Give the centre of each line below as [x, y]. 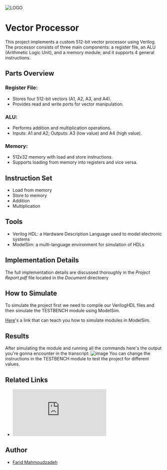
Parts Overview [30, 73]
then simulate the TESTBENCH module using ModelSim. [63, 311]
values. [12, 364]
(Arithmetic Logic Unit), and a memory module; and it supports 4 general [80, 52]
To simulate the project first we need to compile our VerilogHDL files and [80, 305]
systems [21, 239]
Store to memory [30, 196]
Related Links [27, 380]
